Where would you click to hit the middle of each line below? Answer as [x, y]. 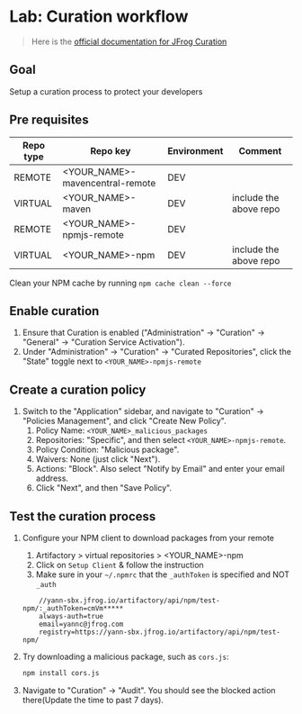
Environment [195, 150]
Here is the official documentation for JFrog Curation [129, 41]
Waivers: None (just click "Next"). [98, 459]
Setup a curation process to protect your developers [106, 91]
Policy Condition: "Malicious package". [107, 450]
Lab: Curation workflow [99, 17]
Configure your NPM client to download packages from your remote [148, 538]
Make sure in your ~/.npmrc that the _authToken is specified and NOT [163, 574]
